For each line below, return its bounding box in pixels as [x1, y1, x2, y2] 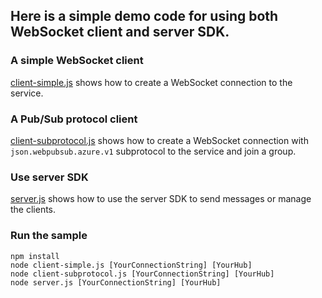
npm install [10, 251, 60, 261]
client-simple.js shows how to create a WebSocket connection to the [10, 76, 293, 88]
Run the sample [10, 229, 88, 243]
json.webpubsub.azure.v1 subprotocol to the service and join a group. [10, 145, 297, 157]
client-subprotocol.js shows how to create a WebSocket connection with [10, 134, 309, 146]
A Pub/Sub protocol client [10, 112, 138, 126]
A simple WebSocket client [10, 54, 144, 68]
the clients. [10, 204, 57, 216]
